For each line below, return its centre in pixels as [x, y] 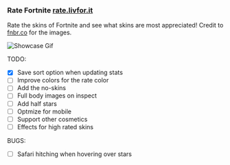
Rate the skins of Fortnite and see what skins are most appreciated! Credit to [115, 25]
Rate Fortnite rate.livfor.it [50, 10]
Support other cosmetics [52, 119]
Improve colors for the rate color [63, 80]
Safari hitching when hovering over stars [74, 154]
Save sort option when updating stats [70, 73]
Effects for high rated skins [55, 126]
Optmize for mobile [44, 111]
